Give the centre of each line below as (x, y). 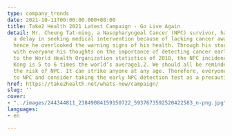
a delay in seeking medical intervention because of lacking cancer (114, 39)
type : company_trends (38, 13)
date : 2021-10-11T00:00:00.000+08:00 (61, 20)
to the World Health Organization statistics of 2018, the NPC (106, 58)
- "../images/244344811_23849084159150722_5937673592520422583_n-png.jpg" (117, 103)
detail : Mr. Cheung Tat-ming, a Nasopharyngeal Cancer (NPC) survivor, (112, 33)
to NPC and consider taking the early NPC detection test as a (106, 77)
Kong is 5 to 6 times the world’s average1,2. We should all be (108, 65)
